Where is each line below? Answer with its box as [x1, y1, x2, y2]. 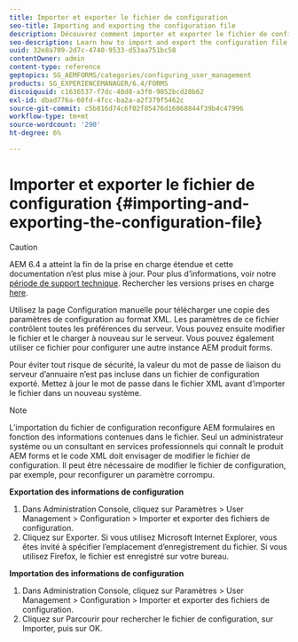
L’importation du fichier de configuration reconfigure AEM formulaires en [9, 422, 275, 432]
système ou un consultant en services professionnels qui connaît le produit [9, 440, 284, 451]
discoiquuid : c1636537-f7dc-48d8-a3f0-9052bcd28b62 [9, 87, 204, 96]
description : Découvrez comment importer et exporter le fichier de [9, 29, 268, 38]
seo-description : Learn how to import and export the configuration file [9, 37, 288, 47]
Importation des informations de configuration [9, 567, 184, 578]
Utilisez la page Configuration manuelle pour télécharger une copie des [9, 304, 271, 315]
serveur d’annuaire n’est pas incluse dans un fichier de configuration [9, 369, 260, 379]
